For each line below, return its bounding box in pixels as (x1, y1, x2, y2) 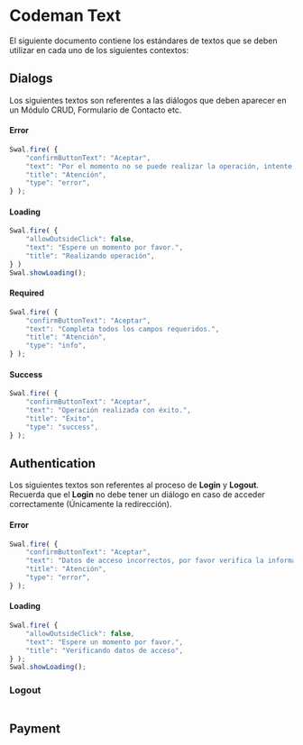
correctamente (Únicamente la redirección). (9, 499, 172, 510)
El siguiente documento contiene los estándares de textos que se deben (9, 35, 278, 46)
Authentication (9, 456, 96, 471)
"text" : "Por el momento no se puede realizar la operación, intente (25, 161, 293, 171)
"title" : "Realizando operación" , (25, 251, 155, 261)
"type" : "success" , (25, 422, 99, 432)
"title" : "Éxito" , (25, 413, 95, 423)
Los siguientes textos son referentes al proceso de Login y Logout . (9, 479, 260, 491)
